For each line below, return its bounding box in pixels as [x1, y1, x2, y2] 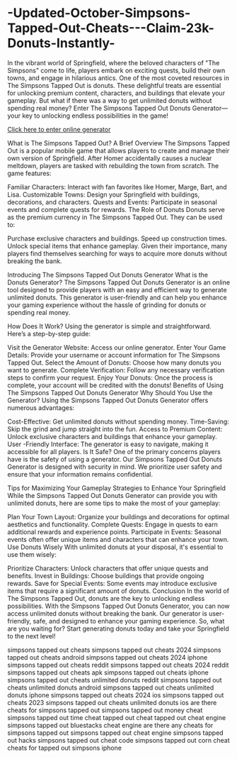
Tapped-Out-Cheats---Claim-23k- [7, 20, 214, 36]
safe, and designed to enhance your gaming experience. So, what [33, 616, 225, 625]
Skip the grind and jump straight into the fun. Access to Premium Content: [7, 424, 223, 433]
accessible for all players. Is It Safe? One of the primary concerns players [7, 447, 221, 455]
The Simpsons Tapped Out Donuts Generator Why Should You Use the [7, 388, 213, 397]
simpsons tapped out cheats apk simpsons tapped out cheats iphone [7, 668, 209, 677]
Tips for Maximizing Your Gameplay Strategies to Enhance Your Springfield [7, 484, 226, 492]
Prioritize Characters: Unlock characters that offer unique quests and [7, 564, 209, 572]
